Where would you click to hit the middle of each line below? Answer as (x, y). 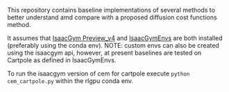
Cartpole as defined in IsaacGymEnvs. (62, 60)
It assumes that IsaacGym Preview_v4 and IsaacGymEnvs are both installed (115, 38)
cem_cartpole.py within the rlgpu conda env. (70, 81)
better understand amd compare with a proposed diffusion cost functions (112, 17)
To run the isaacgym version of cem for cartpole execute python (99, 73)
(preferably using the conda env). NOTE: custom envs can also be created (113, 45)
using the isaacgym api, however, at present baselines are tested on (104, 53)
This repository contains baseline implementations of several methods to (111, 10)
